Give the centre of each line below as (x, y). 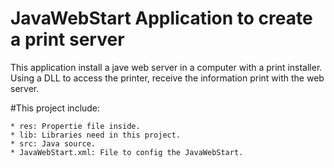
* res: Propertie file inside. (75, 126)
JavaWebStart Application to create (161, 18)
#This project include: (55, 108)
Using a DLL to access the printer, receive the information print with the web (167, 78)
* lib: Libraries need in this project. (96, 135)
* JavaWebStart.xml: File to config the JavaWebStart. (127, 152)
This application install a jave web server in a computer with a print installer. (166, 67)
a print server (67, 39)
